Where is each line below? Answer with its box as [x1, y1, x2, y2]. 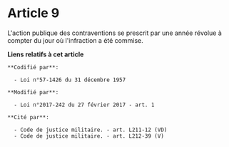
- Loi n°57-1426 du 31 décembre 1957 [14, 76, 126, 83]
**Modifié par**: [7, 88, 59, 96]
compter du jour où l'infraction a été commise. [7, 36, 144, 44]
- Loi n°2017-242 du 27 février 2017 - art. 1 [14, 101, 155, 108]
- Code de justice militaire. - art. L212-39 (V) [14, 132, 164, 140]
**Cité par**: [7, 113, 50, 121]
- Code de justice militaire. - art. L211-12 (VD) [14, 126, 168, 133]
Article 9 [7, 5, 60, 21]
